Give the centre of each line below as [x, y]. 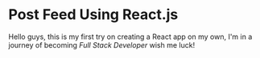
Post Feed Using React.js [93, 15]
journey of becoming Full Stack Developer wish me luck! [102, 44]
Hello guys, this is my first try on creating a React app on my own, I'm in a [130, 37]
